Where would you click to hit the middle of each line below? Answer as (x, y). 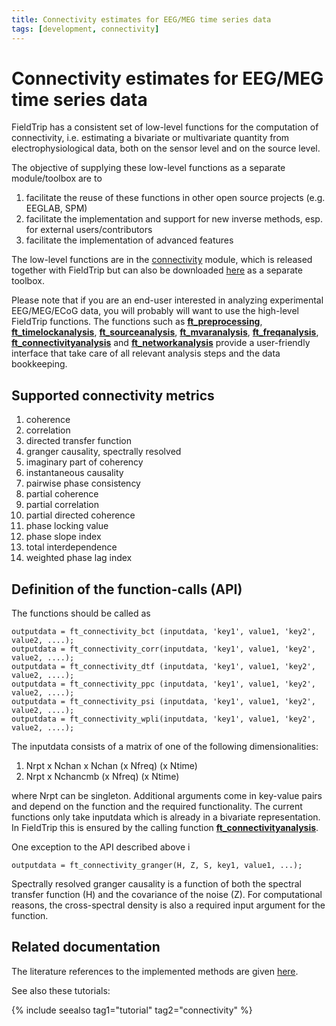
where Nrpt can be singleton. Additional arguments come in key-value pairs (167, 796)
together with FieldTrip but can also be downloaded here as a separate (157, 270)
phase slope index (63, 537)
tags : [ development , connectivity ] (85, 29)
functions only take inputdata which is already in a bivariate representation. (166, 817)
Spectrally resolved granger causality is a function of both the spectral (156, 884)
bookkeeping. (39, 364)
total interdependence (71, 547)
